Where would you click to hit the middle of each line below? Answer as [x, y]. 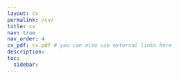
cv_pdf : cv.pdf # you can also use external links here [89, 45]
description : [26, 52]
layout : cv [23, 13]
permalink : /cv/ [31, 20]
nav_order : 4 [26, 39]
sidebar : [26, 65]
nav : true [22, 33]
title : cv [22, 26]
